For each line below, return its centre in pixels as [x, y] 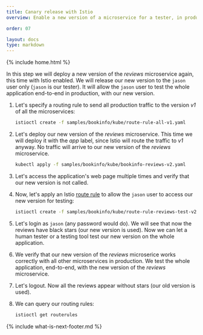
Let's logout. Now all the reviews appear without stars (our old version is [105, 285]
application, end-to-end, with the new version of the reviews [90, 267]
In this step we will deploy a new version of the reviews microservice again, [100, 74]
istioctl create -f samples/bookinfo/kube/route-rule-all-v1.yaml [100, 123]
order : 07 [19, 28]
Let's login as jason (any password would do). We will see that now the [103, 223]
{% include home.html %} [38, 62]
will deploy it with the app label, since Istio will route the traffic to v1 [99, 141]
